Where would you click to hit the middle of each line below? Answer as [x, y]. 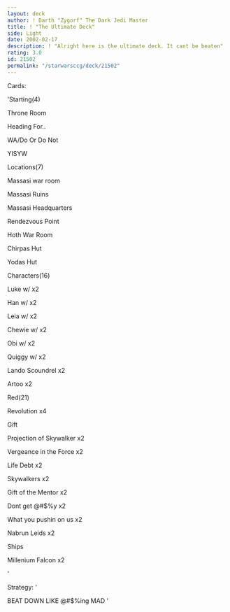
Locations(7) [26, 167]
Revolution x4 [27, 411]
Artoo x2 [20, 384]
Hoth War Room [30, 234]
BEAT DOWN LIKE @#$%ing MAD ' [58, 600]
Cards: [17, 85]
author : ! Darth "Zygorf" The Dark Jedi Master [78, 20]
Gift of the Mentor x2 [37, 492]
